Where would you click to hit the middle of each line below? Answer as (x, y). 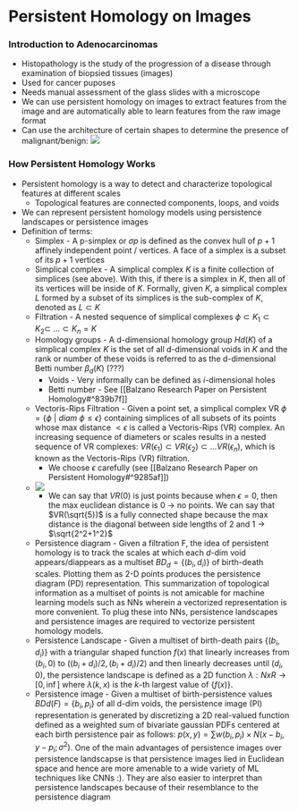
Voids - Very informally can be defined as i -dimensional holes (162, 380)
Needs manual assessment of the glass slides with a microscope (140, 92)
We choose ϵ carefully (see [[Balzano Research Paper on (153, 468)
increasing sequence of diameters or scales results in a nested (150, 437)
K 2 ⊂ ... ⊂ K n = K (66, 329)
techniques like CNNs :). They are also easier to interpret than (149, 778)
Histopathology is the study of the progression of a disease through (146, 63)
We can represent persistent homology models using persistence (141, 212)
